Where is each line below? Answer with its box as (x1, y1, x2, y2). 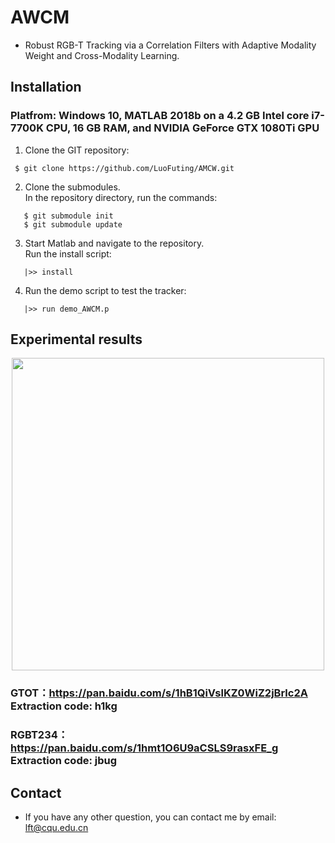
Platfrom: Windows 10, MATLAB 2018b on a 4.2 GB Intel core (10, 109, 310, 123)
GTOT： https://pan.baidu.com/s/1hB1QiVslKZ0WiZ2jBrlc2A (10, 686, 308, 700)
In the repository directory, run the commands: (24, 191, 218, 203)
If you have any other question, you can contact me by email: (24, 811, 277, 823)
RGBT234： (10, 728, 69, 742)
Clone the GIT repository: (24, 144, 130, 156)
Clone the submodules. (24, 181, 121, 193)
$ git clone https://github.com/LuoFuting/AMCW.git (14, 163, 235, 173)
